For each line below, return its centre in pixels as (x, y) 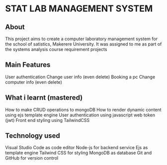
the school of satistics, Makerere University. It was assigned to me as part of (83, 44)
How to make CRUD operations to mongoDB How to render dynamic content (83, 110)
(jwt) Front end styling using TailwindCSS (47, 120)
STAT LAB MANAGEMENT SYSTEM (79, 9)
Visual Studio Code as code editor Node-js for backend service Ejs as (77, 148)
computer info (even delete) (34, 82)
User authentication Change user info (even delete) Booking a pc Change (80, 77)
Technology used (33, 136)
